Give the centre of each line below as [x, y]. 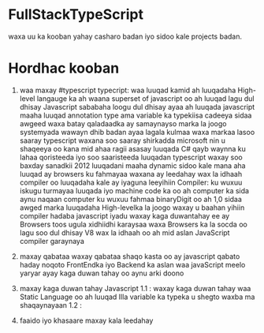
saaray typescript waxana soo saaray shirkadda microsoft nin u [123, 140]
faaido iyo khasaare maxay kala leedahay [86, 320]
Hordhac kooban [64, 68]
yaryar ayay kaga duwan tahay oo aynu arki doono [102, 273]
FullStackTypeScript [76, 15]
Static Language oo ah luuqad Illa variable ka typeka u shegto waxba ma [137, 297]
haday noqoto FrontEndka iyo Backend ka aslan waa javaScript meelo [132, 264]
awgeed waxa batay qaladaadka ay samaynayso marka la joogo [123, 123]
